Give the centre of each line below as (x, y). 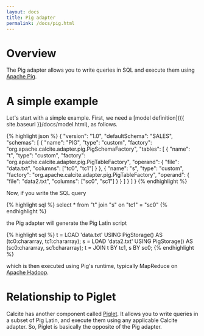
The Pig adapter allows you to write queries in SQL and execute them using (100, 70)
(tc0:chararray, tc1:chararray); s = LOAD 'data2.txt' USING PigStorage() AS (100, 241)
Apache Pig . (22, 77)
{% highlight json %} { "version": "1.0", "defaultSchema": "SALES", (90, 136)
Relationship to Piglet (61, 297)
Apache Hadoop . (27, 273)
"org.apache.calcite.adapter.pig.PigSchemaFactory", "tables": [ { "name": (98, 149)
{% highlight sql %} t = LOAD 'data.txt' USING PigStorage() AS (85, 235)
